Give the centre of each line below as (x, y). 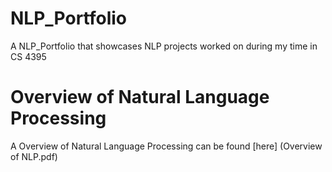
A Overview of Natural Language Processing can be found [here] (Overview (166, 146)
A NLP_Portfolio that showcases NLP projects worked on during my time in (164, 46)
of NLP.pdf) (34, 156)
